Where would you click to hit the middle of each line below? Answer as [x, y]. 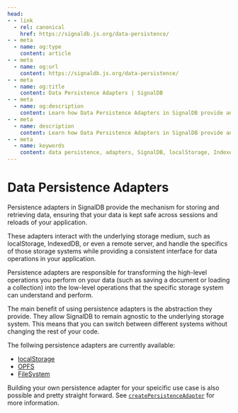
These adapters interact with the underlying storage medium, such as [109, 236]
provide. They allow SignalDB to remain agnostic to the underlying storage [116, 316]
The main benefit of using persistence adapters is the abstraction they [110, 309]
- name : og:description [49, 106]
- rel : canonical [39, 27]
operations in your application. [52, 258]
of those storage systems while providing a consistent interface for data [112, 251]
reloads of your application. [47, 222]
